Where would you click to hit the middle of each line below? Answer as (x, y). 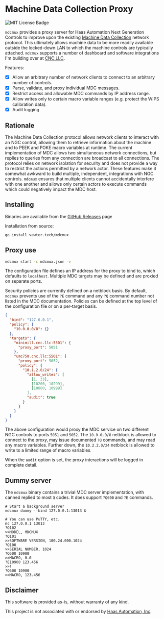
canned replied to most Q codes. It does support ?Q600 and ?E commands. (79, 497)
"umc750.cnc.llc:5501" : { (40, 356)
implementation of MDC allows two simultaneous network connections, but (81, 153)
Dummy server (28, 481)
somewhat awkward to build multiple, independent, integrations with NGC (79, 174)
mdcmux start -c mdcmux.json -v (38, 261)
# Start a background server (35, 507)
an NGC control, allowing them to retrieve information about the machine (78, 143)
